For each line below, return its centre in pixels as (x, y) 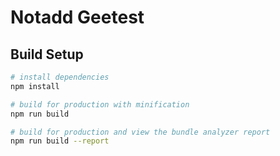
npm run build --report (60, 141)
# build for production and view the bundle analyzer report (140, 132)
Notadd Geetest (77, 17)
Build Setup (47, 54)
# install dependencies (60, 77)
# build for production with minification (100, 104)
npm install (35, 86)
